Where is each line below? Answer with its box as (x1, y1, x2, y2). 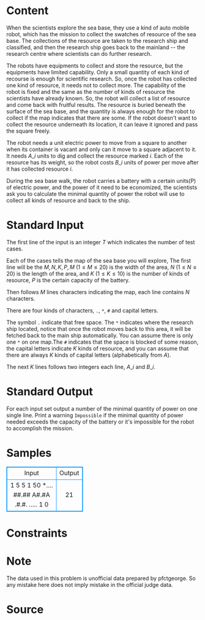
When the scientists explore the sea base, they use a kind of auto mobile (6, 24, 190, 31)
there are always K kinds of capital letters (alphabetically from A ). (6, 351, 171, 358)
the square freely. (6, 127, 51, 134)
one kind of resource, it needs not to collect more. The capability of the (6, 81, 186, 89)
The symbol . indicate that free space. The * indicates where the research (6, 319, 194, 326)
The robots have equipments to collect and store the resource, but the (6, 62, 184, 69)
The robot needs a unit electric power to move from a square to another (6, 139, 187, 146)
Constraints (6, 526, 68, 540)
